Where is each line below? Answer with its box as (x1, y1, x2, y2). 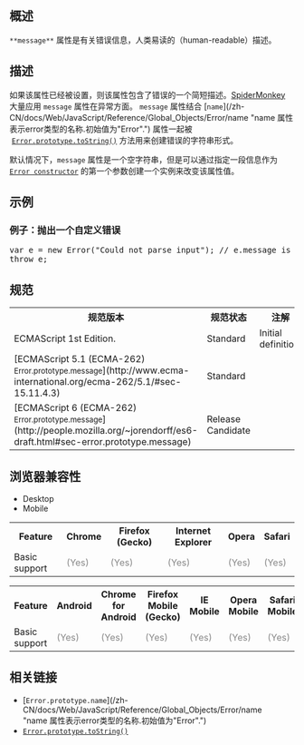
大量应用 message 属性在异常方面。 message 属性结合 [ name (9, 101, 223, 112)
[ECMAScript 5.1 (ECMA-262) (14, 353, 146, 366)
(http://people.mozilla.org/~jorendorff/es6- (14, 425, 198, 437)
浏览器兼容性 (9, 468, 81, 484)
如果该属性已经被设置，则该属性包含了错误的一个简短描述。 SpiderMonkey (9, 89, 286, 100)
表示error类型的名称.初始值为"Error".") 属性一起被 (9, 123, 193, 134)
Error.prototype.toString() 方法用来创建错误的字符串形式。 (11, 134, 239, 145)
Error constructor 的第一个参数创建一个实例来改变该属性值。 (9, 165, 240, 176)
